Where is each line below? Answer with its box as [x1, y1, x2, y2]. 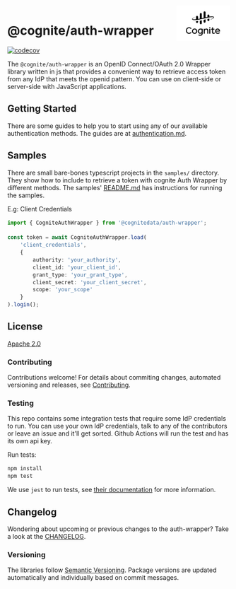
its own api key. [7, 437, 53, 445]
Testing [7, 398, 34, 408]
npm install [7, 465, 42, 472]
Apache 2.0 [7, 339, 41, 348]
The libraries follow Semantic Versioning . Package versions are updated [7, 566, 217, 574]
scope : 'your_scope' [33, 286, 93, 293]
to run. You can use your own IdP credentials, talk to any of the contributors [7, 422, 228, 431]
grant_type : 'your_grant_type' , [33, 271, 129, 279]
